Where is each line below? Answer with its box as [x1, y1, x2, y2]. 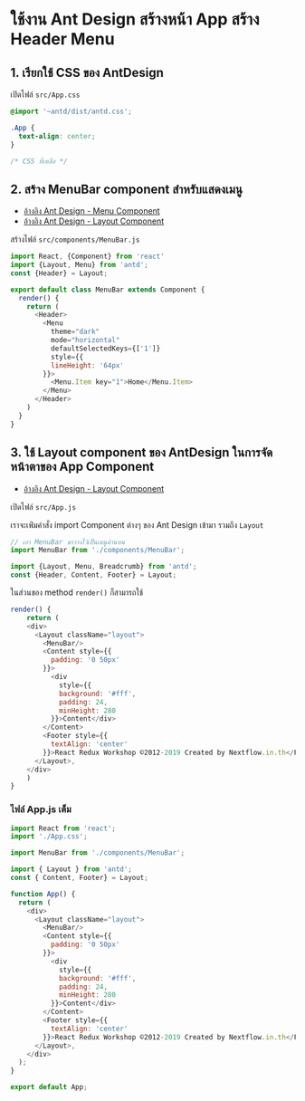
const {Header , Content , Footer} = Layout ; [10, 570, 177, 579]
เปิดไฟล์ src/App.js [10, 501, 76, 512]
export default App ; [10, 1083, 89, 1092]
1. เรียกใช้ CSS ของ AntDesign [10, 64, 164, 81]
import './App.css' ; [10, 832, 89, 841]
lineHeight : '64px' [50, 360, 125, 370]
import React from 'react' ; [10, 824, 117, 833]
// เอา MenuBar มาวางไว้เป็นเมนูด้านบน [10, 537, 126, 547]
